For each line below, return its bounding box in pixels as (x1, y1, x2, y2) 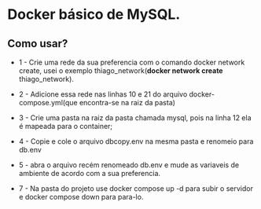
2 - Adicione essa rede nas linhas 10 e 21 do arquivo (18, 90, 188, 99)
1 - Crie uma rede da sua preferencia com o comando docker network (18, 57, 245, 67)
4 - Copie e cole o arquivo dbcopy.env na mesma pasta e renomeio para (18, 137, 254, 146)
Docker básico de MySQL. (7, 5, 181, 24)
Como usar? (7, 37, 68, 50)
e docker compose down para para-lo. (18, 192, 144, 201)
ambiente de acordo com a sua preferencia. (18, 169, 161, 178)
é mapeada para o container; (18, 122, 113, 130)
